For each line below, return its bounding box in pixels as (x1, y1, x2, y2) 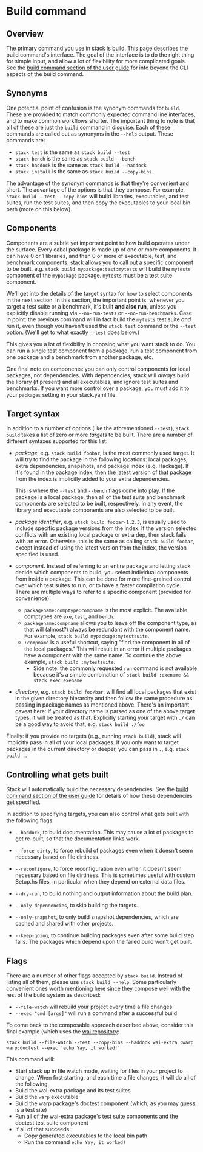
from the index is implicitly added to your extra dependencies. (15, 475, 170, 483)
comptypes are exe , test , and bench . (24, 613, 115, 620)
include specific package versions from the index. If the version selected (15, 525, 197, 532)
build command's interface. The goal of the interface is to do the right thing (6, 51, 195, 58)
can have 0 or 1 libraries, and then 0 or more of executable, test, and (6, 252, 177, 259)
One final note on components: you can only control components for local (6, 365, 191, 372)
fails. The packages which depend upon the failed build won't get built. (15, 938, 193, 946)
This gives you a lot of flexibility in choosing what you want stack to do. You (6, 340, 196, 347)
